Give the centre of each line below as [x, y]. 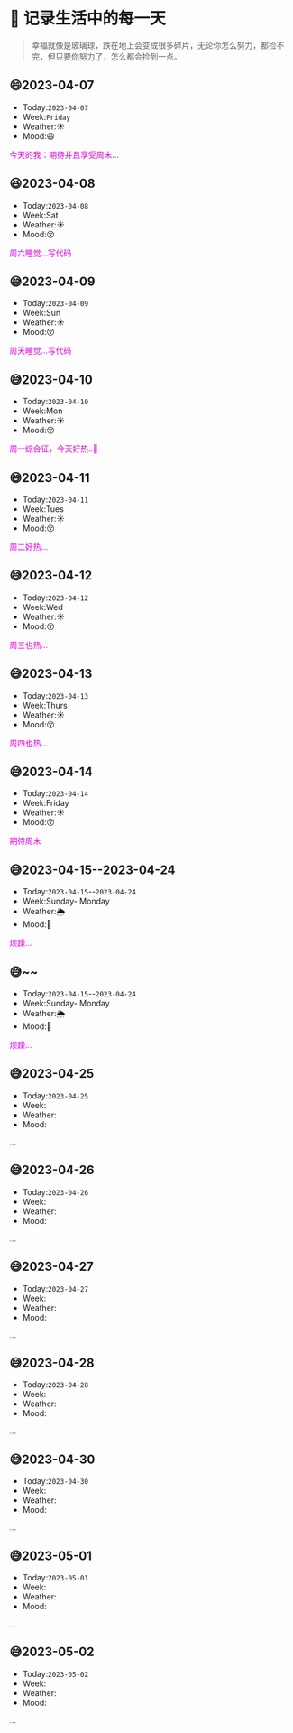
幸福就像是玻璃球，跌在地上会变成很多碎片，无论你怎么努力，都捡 [154, 45]
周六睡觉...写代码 [41, 253]
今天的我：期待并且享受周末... [64, 154]
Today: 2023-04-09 [55, 303]
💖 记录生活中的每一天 [88, 19]
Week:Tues [43, 509]
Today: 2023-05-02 [55, 1673]
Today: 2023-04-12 [55, 598]
